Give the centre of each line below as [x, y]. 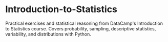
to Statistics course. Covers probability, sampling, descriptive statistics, [81, 28]
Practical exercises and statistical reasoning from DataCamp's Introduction [84, 23]
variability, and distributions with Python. [48, 34]
